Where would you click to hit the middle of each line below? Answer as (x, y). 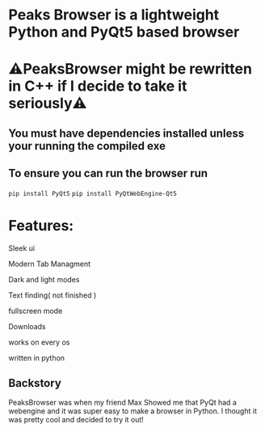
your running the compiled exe (87, 146)
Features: (41, 225)
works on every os (39, 342)
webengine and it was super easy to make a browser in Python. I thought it (132, 411)
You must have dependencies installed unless (126, 133)
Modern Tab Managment (50, 264)
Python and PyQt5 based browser (124, 32)
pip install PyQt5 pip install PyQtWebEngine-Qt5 (93, 193)
